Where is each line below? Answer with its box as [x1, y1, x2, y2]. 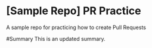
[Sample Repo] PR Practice [6, 4, 141, 18]
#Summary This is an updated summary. [6, 35, 106, 42]
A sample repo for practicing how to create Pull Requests [6, 24, 146, 31]
